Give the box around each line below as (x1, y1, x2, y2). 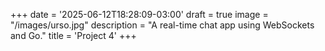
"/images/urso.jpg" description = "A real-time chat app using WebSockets (10, 19, 315, 31)
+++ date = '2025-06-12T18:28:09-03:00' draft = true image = (10, 9, 269, 20)
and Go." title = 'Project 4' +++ (10, 30, 137, 41)
